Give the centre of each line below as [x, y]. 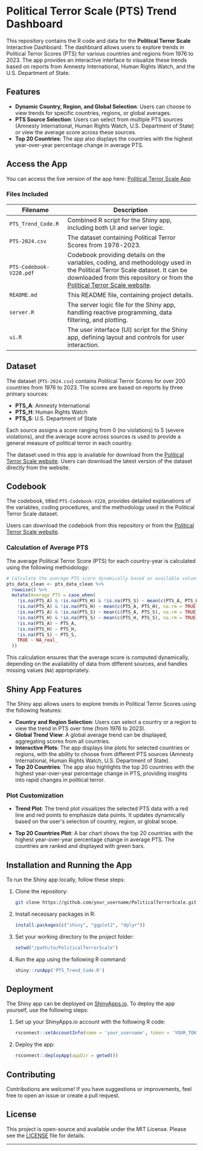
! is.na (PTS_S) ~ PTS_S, [47, 634]
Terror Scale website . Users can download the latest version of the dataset [99, 461]
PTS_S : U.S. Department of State [56, 418]
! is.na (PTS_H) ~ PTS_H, [47, 629]
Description [130, 210]
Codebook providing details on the [116, 255]
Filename [36, 210]
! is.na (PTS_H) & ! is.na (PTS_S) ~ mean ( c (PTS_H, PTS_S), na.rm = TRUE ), [109, 618]
